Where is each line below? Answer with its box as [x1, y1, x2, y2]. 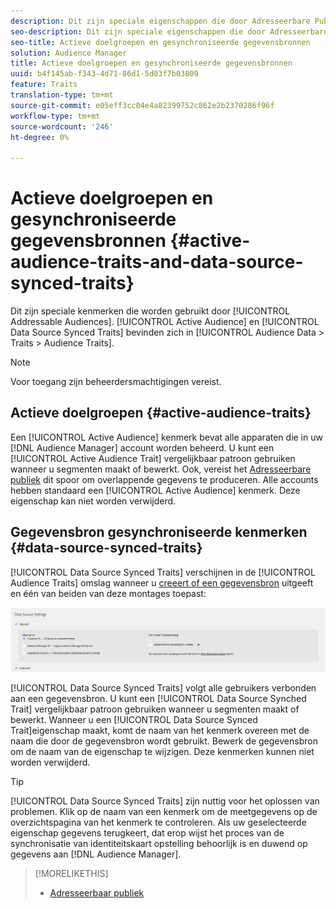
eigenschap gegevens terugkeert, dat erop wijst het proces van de [10, 826, 285, 839]
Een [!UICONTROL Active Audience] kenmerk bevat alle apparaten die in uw [10, 431, 323, 443]
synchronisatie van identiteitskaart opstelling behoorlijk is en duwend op [10, 837, 308, 849]
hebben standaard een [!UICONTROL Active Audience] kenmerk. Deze [10, 484, 301, 496]
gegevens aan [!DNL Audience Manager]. [10, 848, 182, 860]
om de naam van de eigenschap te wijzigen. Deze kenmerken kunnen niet [10, 745, 315, 757]
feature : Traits [10, 80, 78, 90]
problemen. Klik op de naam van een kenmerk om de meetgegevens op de [10, 805, 318, 817]
